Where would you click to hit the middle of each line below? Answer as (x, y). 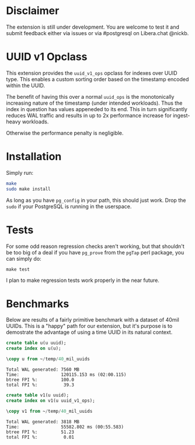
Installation (34, 157)
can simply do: (24, 258)
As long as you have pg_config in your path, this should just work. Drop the (96, 200)
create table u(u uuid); (36, 343)
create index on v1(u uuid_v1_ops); (51, 401)
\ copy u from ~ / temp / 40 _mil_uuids (48, 359)
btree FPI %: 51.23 (40, 432)
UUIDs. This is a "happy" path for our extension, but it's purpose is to (89, 326)
